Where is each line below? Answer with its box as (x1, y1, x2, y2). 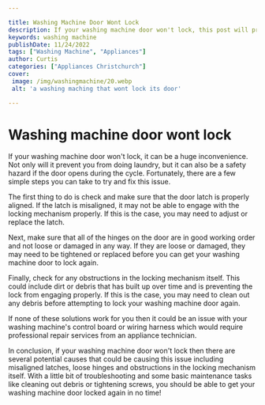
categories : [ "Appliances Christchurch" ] (8, 62, 147, 71)
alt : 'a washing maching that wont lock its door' (11, 85, 181, 93)
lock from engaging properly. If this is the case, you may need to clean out (8, 290, 250, 300)
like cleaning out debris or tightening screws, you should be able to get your (8, 380, 256, 389)
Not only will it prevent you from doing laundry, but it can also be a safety (8, 160, 247, 170)
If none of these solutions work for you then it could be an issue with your (8, 314, 248, 324)
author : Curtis (8, 55, 58, 63)
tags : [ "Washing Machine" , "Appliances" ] (8, 48, 147, 56)
